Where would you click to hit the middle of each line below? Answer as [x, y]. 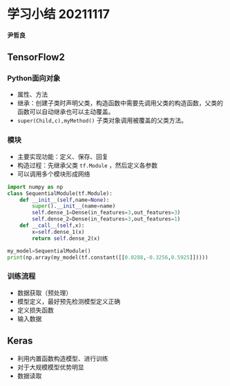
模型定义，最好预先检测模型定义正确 [69, 301]
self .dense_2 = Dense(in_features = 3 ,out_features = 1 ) [106, 219]
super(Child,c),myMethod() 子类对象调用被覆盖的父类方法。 [102, 120]
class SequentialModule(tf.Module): [60, 193]
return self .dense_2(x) [66, 238]
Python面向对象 [34, 78]
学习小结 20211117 [59, 14]
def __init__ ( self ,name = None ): [65, 200]
